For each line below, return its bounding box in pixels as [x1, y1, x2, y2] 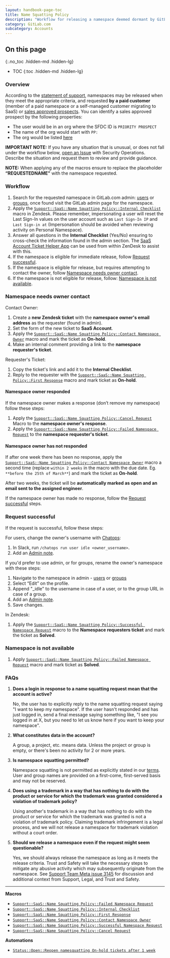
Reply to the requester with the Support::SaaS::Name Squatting [12, 372, 144, 378]
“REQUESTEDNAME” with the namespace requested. [5, 170, 117, 176]
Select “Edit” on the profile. [12, 580, 69, 586]
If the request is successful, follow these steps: [5, 525, 104, 531]
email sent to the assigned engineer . [5, 486, 83, 492]
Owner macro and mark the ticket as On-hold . [12, 336, 107, 342]
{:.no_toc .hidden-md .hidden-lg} [5, 58, 74, 64]
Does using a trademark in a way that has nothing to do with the [12, 788, 149, 794]
